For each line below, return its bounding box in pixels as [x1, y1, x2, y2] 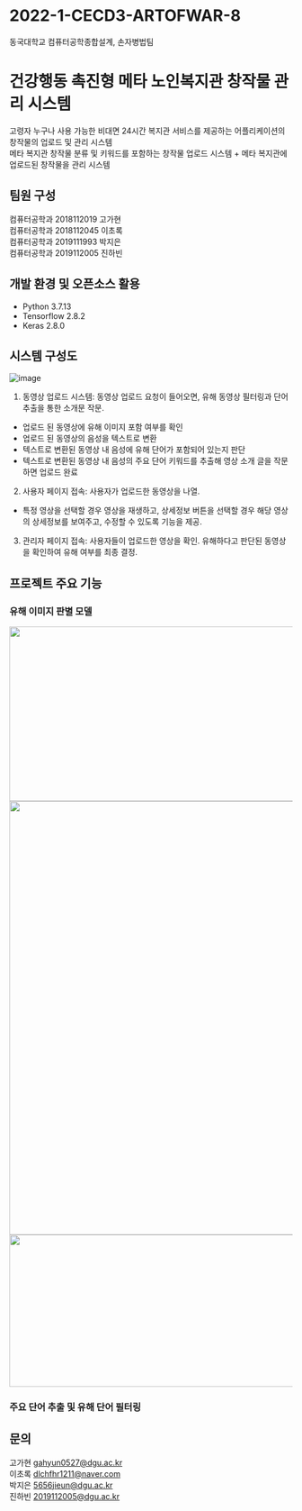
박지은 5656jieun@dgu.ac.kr [9, 1479, 113, 1490]
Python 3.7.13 [22, 301, 72, 312]
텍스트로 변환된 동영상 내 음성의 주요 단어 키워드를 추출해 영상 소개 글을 [22, 456, 272, 467]
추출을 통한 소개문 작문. [22, 403, 105, 414]
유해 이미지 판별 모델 [9, 605, 93, 617]
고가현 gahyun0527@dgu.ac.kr [9, 1457, 123, 1468]
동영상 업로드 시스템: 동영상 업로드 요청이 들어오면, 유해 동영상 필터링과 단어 [22, 391, 289, 402]
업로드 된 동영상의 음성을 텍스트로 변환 [22, 433, 157, 444]
